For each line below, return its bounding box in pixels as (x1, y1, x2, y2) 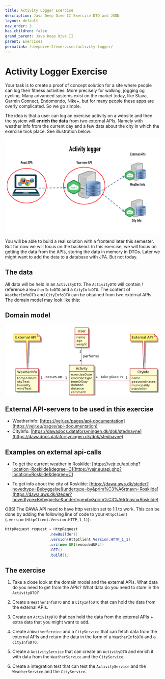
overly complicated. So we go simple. (5, 103, 81, 109)
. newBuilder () (49, 532, 78, 537)
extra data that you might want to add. (12, 619, 90, 625)
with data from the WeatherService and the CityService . (12, 654, 125, 660)
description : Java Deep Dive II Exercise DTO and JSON (5, 13, 120, 18)
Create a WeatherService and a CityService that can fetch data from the (12, 629, 157, 635)
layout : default (5, 18, 38, 23)
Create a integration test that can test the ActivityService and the (12, 663, 146, 669)
